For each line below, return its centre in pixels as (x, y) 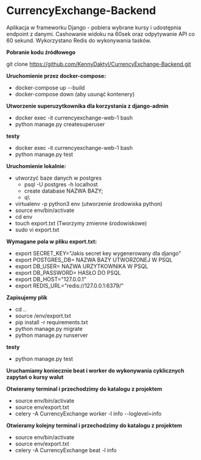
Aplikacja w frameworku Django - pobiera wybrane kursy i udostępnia (94, 27)
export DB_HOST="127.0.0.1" (51, 279)
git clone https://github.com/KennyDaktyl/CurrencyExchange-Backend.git (99, 64)
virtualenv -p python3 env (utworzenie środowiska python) (89, 203)
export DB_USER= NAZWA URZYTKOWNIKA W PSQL (82, 266)
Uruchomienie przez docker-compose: (56, 76)
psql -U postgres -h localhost (61, 184)
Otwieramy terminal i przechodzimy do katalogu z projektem (84, 389)
